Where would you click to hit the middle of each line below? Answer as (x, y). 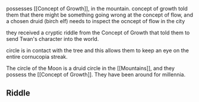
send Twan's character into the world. (53, 39)
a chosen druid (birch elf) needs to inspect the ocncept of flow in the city (96, 21)
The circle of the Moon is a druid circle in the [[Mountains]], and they (91, 68)
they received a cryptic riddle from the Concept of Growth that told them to (98, 33)
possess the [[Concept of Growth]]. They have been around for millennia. (96, 74)
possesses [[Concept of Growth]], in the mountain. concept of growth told (97, 9)
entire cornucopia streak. (37, 57)
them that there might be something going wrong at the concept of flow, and (100, 15)
